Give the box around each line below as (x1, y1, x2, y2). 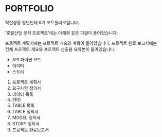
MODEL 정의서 (12, 115, 41, 120)
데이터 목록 (12, 91, 34, 97)
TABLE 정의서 (12, 108, 39, 114)
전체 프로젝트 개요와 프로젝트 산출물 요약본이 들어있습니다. (5, 46, 116, 52)
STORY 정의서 (12, 120, 40, 126)
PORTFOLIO (5, 3, 54, 14)
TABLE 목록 (12, 103, 35, 108)
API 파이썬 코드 (12, 56, 41, 62)
